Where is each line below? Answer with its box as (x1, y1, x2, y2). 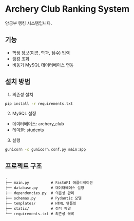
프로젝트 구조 (5, 162, 42, 170)
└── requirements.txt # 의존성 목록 (5, 211, 75, 217)
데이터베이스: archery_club (12, 121, 64, 127)
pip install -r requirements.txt (5, 101, 73, 106)
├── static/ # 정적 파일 (5, 206, 71, 211)
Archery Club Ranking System (5, 3, 130, 15)
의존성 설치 (12, 91, 34, 97)
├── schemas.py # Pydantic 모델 (5, 196, 82, 201)
